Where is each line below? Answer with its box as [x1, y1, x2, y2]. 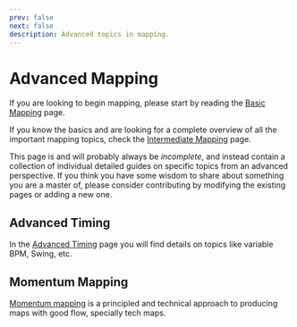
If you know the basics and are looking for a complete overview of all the [9, 124, 277, 135]
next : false [9, 21, 54, 30]
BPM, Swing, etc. [9, 248, 73, 259]
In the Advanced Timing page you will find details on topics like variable [9, 239, 274, 250]
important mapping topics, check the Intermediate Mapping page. [9, 134, 252, 145]
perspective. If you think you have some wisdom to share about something [9, 171, 284, 181]
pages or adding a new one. [9, 189, 113, 200]
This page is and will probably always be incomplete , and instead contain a [9, 151, 286, 162]
